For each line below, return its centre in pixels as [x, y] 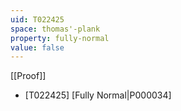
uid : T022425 [37, 19]
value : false [37, 47]
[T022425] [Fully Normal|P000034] [98, 95]
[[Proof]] [28, 76]
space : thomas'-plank [55, 29]
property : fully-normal [60, 38]
